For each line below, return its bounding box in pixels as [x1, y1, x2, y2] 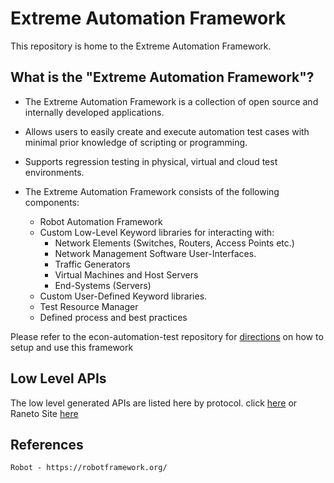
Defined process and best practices [39, 311, 188, 323]
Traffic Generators [54, 258, 131, 270]
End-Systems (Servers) [54, 279, 152, 291]
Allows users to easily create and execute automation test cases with [24, 125, 310, 137]
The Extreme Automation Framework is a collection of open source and [24, 95, 319, 107]
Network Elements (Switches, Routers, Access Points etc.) [54, 237, 295, 249]
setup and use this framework [10, 341, 134, 353]
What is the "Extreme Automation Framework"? [10, 69, 315, 86]
